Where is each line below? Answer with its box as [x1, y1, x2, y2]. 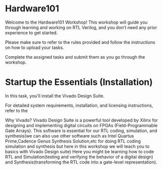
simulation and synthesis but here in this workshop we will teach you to [5, 143, 150, 149]
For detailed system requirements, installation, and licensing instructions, [5, 102, 154, 108]
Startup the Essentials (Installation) [5, 77, 153, 88]
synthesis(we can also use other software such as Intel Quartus [5, 133, 134, 138]
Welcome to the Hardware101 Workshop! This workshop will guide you [5, 19, 148, 25]
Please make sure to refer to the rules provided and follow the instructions [5, 39, 156, 45]
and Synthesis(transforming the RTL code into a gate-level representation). [5, 159, 158, 165]
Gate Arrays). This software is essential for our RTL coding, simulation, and [5, 128, 158, 134]
